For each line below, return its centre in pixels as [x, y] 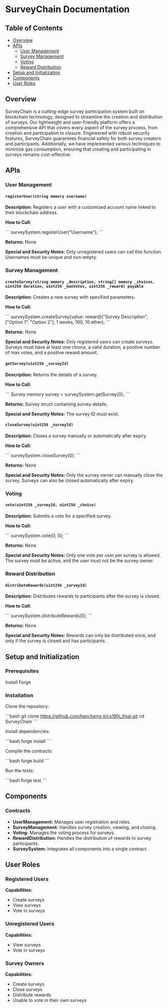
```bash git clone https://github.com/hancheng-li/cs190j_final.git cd [75, 716]
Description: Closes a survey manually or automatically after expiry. [76, 436]
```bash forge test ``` [26, 780]
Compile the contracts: [29, 751]
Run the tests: [20, 771]
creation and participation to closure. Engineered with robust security [78, 133]
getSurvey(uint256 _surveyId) [37, 364]
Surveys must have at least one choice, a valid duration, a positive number [83, 347]
